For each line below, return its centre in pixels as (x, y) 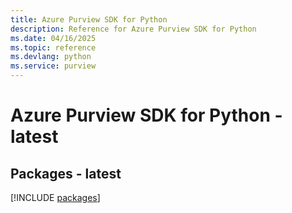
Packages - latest (66, 173)
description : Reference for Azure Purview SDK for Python (133, 29)
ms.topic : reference (53, 47)
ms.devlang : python (51, 57)
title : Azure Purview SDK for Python (89, 19)
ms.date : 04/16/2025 (53, 38)
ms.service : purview (53, 66)
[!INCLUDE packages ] (55, 197)
